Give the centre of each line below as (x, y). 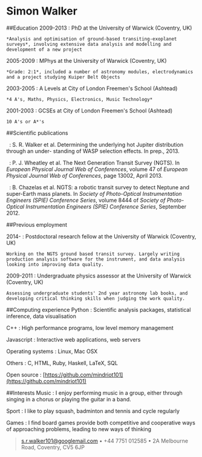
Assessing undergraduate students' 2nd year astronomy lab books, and (97, 293)
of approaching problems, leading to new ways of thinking (79, 429)
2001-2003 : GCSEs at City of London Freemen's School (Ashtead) (90, 111)
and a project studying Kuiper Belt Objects (63, 77)
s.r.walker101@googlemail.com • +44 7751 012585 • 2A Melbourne (105, 441)
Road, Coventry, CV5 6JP (53, 447)
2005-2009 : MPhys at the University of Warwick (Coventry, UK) (87, 60)
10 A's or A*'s (25, 122)
